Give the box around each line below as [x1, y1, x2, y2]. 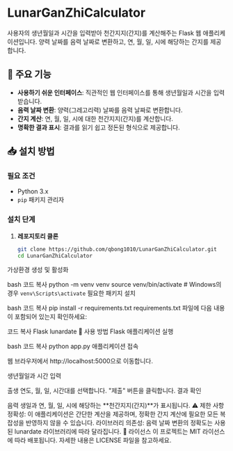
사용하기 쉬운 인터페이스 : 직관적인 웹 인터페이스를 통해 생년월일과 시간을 [17, 88, 212, 97]
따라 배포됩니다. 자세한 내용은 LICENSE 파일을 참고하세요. [14, 436, 172, 445]
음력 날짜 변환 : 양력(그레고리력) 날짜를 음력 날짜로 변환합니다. [17, 106, 183, 114]
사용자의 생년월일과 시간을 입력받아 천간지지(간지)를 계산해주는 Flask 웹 [7, 29, 202, 37]
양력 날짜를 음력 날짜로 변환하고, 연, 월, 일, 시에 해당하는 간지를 [38, 37, 209, 46]
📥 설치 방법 [7, 145, 55, 157]
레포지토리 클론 [17, 232, 59, 240]
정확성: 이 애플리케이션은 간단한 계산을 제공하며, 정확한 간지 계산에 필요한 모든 [7, 410, 219, 418]
